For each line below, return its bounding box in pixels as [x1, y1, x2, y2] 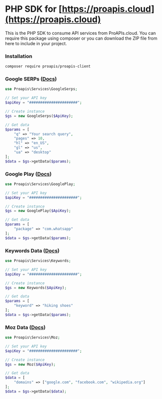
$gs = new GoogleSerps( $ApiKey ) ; [5, 113, 73, 118]
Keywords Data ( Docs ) [5, 247, 60, 254]
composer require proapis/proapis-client [5, 64, 91, 69]
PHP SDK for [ [5, 3, 62, 15]
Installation [5, 53, 33, 59]
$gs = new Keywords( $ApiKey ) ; [5, 285, 67, 290]
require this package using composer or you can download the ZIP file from [5, 35, 158, 41]
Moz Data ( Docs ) [5, 324, 46, 331]
